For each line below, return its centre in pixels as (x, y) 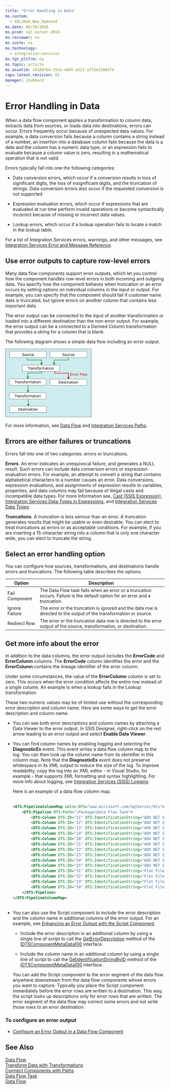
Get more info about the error (52, 644)
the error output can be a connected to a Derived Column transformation (81, 326)
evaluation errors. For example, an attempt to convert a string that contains (83, 474)
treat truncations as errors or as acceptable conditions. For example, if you (83, 527)
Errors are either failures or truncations (68, 441)
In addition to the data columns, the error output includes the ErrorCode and (85, 656)
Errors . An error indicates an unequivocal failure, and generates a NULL (80, 463)
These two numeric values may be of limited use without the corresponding (84, 702)
